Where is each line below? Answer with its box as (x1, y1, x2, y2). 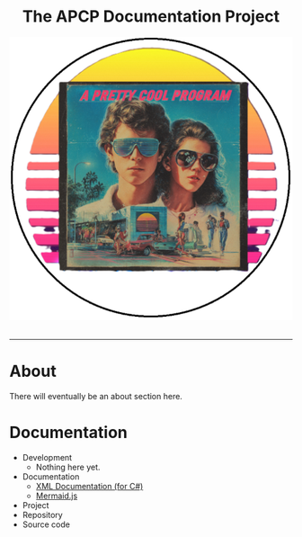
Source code (22, 519, 70, 530)
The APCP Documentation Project (22, 6, 280, 27)
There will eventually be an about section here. (9, 390, 182, 401)
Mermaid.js (35, 490, 78, 501)
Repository (22, 509, 63, 520)
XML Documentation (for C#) (35, 480, 144, 491)
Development (22, 452, 73, 462)
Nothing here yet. (35, 461, 101, 472)
